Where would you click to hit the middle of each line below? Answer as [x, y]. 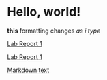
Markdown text [28, 70]
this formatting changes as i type [54, 31]
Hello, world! [44, 12]
